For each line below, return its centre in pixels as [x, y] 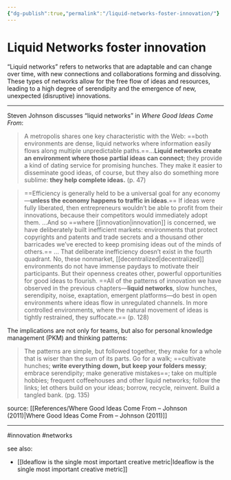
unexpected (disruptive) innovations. [59, 95]
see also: [20, 448]
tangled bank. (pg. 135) [57, 395]
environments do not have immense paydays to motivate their [111, 266]
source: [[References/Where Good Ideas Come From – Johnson [97, 408]
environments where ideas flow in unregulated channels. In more [116, 302]
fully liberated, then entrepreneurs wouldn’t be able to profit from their [123, 207]
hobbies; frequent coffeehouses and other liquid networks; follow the [122, 380]
